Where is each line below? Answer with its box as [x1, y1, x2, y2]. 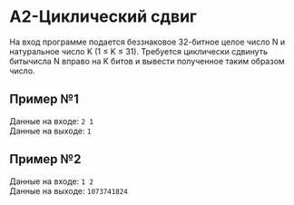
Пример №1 [9, 92, 79, 107]
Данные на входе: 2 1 [9, 115, 93, 126]
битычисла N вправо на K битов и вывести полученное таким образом [9, 55, 286, 66]
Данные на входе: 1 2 [9, 175, 93, 187]
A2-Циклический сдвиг [9, 6, 198, 27]
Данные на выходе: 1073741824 [9, 185, 129, 196]
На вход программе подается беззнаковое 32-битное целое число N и [9, 36, 286, 47]
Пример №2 [9, 151, 82, 167]
